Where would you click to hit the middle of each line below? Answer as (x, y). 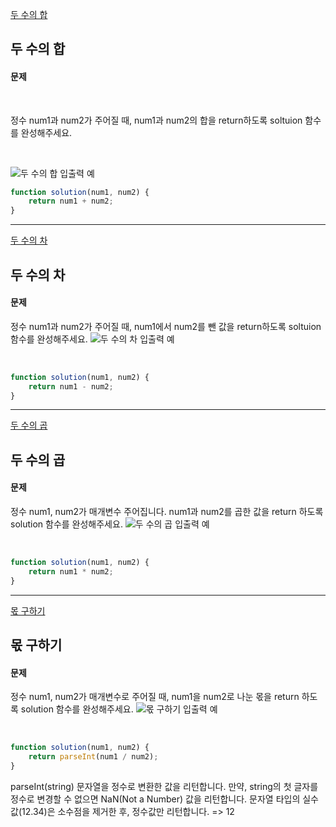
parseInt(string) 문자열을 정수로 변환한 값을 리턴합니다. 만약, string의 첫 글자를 (164, 786)
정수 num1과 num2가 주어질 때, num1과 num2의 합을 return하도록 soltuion (156, 120)
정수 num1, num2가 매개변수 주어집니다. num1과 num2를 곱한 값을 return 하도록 (167, 512)
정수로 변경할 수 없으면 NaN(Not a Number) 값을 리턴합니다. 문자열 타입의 (155, 799)
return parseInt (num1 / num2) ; (93, 757)
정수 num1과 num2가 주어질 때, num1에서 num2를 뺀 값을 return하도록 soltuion (166, 326)
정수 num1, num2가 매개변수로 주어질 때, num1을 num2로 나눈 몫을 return (155, 697)
